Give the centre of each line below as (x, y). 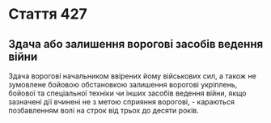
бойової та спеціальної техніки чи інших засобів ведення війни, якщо (127, 93)
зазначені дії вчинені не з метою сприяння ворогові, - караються (121, 102)
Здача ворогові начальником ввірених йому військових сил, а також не (133, 76)
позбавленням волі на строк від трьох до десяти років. (104, 110)
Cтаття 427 (48, 14)
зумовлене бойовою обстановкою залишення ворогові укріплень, (123, 85)
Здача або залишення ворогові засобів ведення (136, 44)
